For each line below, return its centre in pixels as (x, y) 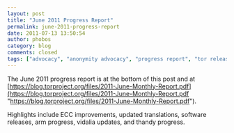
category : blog (29, 46)
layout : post (26, 14)
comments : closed (32, 53)
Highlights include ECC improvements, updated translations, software (107, 114)
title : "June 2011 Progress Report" (60, 20)
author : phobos (29, 40)
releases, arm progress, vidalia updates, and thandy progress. (96, 122)
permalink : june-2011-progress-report (63, 26)
